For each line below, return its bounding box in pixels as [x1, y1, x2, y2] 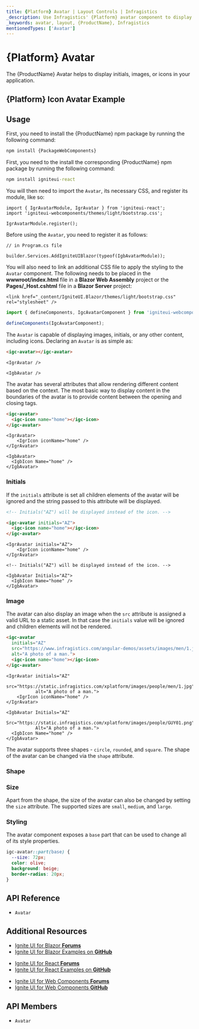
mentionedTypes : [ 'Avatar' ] [6, 25, 76, 32]
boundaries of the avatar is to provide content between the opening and [6, 393, 182, 400]
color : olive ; [11, 860, 46, 866]
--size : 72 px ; [11, 855, 46, 861]
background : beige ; [11, 865, 60, 871]
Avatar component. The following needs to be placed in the [6, 270, 151, 277]
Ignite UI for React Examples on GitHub [14, 966, 111, 973]
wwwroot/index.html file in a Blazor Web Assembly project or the [6, 276, 169, 283]
